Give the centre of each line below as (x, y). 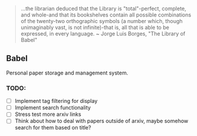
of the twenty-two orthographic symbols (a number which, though (101, 21)
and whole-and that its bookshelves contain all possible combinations (106, 15)
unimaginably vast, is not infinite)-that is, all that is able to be (95, 27)
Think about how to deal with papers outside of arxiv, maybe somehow (101, 121)
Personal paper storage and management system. (67, 73)
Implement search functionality (53, 108)
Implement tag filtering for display (56, 101)
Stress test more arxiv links (48, 114)
